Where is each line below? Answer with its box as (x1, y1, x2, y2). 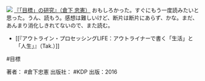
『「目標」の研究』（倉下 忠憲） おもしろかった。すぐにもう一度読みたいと (13, 7, 199, 13)
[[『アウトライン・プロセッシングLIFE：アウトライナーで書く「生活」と (15, 35, 194, 42)
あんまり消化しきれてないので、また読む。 (6, 22, 114, 29)
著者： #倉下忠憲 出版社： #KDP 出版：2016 (6, 68, 117, 76)
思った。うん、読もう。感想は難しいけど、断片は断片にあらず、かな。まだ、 (6, 14, 198, 21)
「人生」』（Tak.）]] (15, 43, 60, 49)
